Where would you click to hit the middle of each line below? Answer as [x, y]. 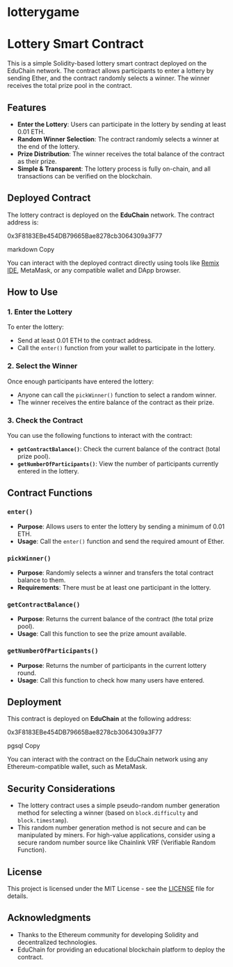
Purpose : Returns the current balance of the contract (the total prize [115, 619]
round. [27, 673]
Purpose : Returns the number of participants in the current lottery [112, 665]
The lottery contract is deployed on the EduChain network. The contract [111, 215]
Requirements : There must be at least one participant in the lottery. [114, 588]
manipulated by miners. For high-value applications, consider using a [116, 835]
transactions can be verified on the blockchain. [85, 176]
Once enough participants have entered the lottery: [81, 381]
